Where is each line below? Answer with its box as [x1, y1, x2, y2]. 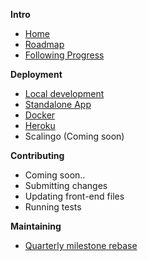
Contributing [10, 150, 65, 161]
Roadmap [24, 39, 65, 50]
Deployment [10, 69, 63, 80]
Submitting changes [24, 180, 108, 191]
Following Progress [24, 49, 105, 61]
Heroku [24, 120, 56, 131]
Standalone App [24, 99, 92, 110]
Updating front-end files [24, 190, 125, 202]
